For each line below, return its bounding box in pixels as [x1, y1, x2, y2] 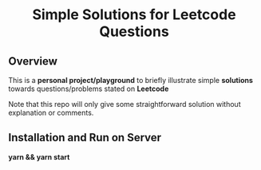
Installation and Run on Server [8, 131, 162, 144]
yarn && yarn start [8, 152, 70, 161]
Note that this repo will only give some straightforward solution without [8, 100, 241, 109]
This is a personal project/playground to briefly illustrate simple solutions [8, 76, 254, 85]
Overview [8, 54, 58, 68]
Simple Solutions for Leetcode [31, 6, 237, 24]
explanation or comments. [8, 108, 94, 117]
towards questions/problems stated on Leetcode [8, 84, 169, 93]
